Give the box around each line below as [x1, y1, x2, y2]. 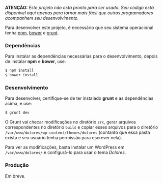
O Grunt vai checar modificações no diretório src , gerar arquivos [5, 119, 136, 125]
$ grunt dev [5, 110, 29, 115]
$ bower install [5, 73, 38, 78]
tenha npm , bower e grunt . [5, 30, 59, 35]
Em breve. [5, 173, 26, 179]
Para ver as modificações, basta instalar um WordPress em [5, 144, 125, 150]
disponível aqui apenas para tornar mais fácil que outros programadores [5, 10, 153, 16]
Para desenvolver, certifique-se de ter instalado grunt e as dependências [5, 95, 154, 101]
